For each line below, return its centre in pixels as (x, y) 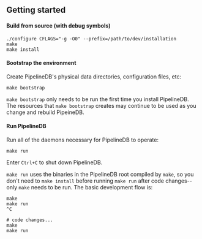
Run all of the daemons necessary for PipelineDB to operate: (83, 140)
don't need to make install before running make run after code (85, 181)
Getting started (36, 10)
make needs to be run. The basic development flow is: (85, 187)
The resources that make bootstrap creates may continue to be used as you (102, 105)
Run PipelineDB (26, 126)
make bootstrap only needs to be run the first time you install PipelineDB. (98, 99)
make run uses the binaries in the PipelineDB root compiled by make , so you (100, 174)
